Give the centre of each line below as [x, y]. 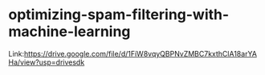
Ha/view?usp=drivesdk [47, 62]
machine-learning [69, 32]
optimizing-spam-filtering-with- [119, 15]
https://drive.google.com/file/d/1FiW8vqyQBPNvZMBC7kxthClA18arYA [140, 53]
